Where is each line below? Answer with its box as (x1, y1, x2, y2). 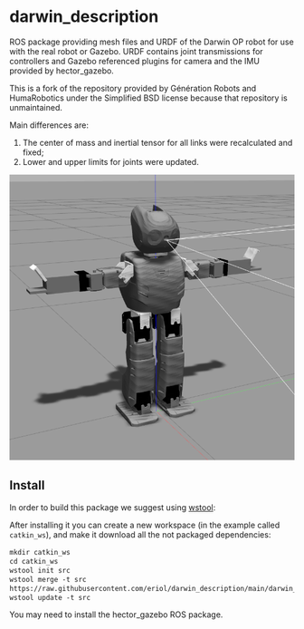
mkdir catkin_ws (9, 547, 71, 556)
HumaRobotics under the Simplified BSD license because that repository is (9, 92, 288, 103)
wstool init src (9, 566, 71, 575)
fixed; (22, 147, 44, 158)
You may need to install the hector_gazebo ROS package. (9, 609, 223, 620)
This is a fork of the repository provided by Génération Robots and (9, 82, 257, 93)
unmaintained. (9, 102, 63, 112)
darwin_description (9, 6, 159, 27)
